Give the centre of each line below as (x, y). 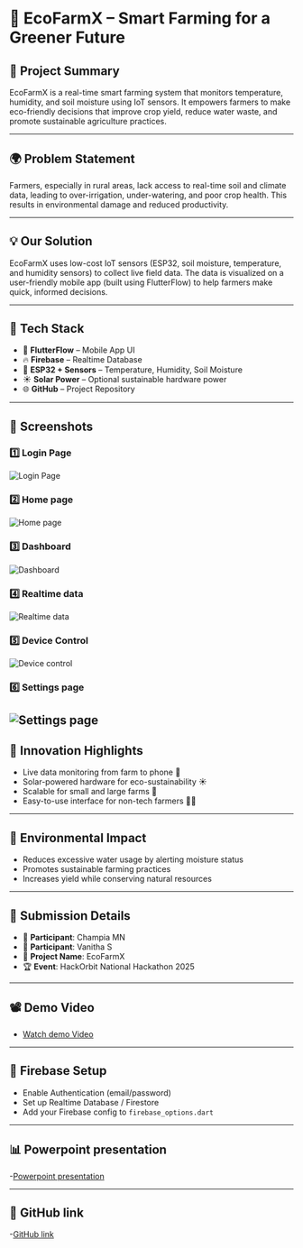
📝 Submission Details (70, 916)
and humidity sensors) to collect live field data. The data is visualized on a (147, 272)
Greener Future (68, 37)
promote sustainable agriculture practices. (88, 121)
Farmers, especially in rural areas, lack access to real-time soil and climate (148, 185)
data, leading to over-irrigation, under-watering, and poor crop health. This (148, 195)
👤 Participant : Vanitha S (67, 947)
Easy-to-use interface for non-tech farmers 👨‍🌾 (109, 801)
